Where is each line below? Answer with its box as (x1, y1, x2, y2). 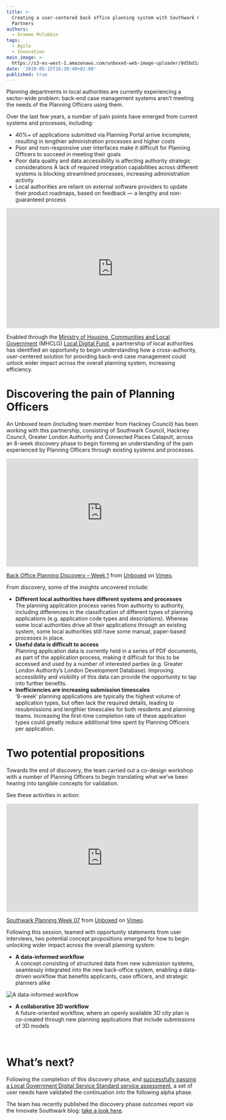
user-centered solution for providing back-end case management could (6, 353, 186, 360)
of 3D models (15, 1022, 50, 1030)
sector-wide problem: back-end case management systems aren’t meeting (6, 95, 194, 102)
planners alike (15, 979, 51, 986)
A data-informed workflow (15, 953, 84, 961)
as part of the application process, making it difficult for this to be (15, 654, 180, 661)
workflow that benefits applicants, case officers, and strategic (32, 973, 188, 980)
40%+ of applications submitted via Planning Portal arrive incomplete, (15, 131, 191, 139)
